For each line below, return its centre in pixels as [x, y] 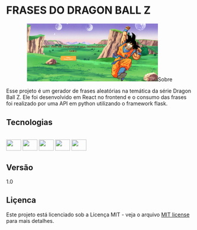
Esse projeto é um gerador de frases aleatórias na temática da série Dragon [99, 91]
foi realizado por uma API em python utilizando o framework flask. [87, 104]
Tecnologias [29, 122]
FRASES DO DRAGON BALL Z [79, 10]
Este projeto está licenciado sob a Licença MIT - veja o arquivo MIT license [98, 215]
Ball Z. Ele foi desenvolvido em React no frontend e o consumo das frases [96, 97]
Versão [20, 167]
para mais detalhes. [30, 221]
